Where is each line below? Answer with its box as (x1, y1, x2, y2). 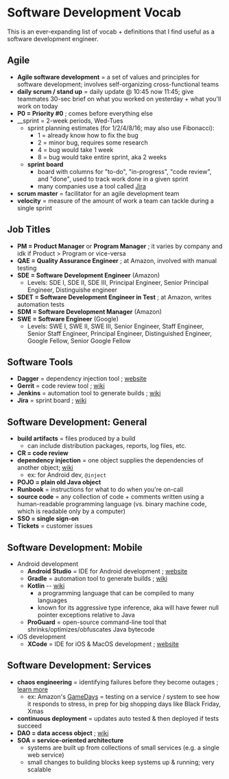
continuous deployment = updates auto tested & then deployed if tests (16, 714, 219, 722)
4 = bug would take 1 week (37, 145, 114, 153)
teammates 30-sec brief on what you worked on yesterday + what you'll (16, 95, 221, 103)
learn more (16, 685, 48, 693)
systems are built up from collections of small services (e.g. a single (27, 743, 219, 752)
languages (37, 596, 67, 604)
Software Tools (7, 356, 73, 368)
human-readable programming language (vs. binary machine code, (16, 500, 207, 508)
